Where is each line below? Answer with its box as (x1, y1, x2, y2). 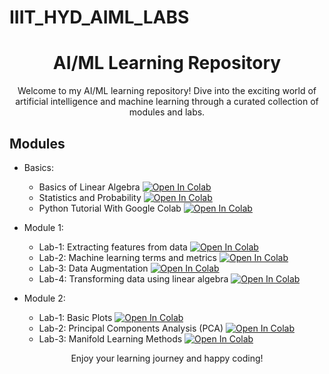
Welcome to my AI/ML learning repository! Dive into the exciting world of (17, 85, 317, 97)
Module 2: (23, 292, 66, 304)
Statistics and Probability (38, 191, 142, 203)
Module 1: (23, 221, 64, 233)
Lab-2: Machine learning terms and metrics (38, 251, 217, 263)
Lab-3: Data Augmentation (38, 262, 149, 274)
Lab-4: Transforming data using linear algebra (38, 272, 229, 285)
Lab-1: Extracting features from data (38, 241, 188, 253)
